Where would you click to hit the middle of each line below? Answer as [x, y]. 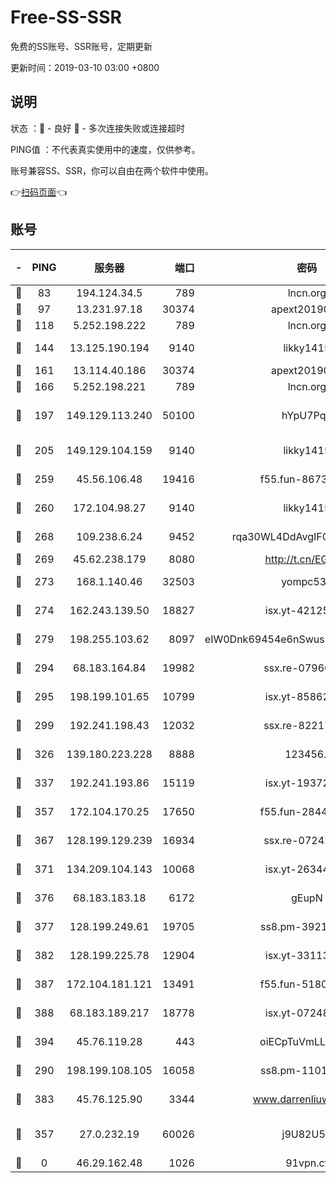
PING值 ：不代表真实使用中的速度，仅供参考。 [105, 149]
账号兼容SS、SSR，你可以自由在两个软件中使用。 [112, 170]
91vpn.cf [307, 1163]
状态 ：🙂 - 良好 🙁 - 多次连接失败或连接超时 [97, 128]
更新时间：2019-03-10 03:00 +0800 [85, 67]
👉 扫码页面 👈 [39, 192]
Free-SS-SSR [66, 17]
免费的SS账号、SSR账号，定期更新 [81, 46]
